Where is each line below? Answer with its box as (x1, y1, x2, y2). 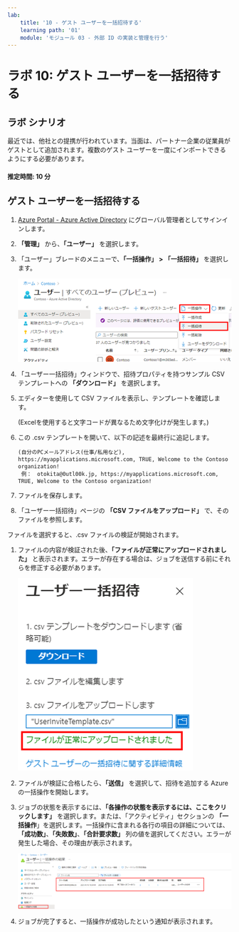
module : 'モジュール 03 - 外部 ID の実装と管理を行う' (20, 34, 169, 41)
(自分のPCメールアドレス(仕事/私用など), (17, 448, 126, 456)
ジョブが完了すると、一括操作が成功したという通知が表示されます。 (17, 917, 217, 926)
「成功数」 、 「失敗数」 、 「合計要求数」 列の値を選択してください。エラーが (17, 829, 231, 838)
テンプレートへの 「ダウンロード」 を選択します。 (17, 378, 164, 387)
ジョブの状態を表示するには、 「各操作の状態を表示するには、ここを (17, 803, 215, 811)
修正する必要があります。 (30, 563, 105, 572)
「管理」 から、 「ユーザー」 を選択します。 (17, 239, 143, 248)
